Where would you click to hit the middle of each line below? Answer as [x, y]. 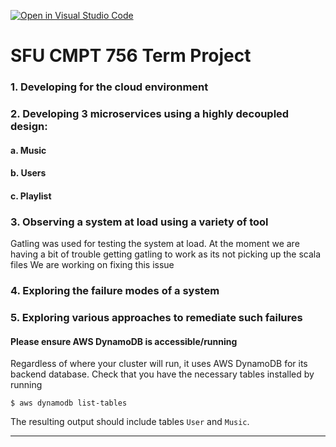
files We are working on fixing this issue [92, 265]
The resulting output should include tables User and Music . [130, 422]
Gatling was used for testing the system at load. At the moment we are [155, 244]
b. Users [28, 173]
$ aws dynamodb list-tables [69, 403]
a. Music [28, 150]
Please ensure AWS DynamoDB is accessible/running [124, 341]
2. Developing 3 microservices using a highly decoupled [150, 114]
